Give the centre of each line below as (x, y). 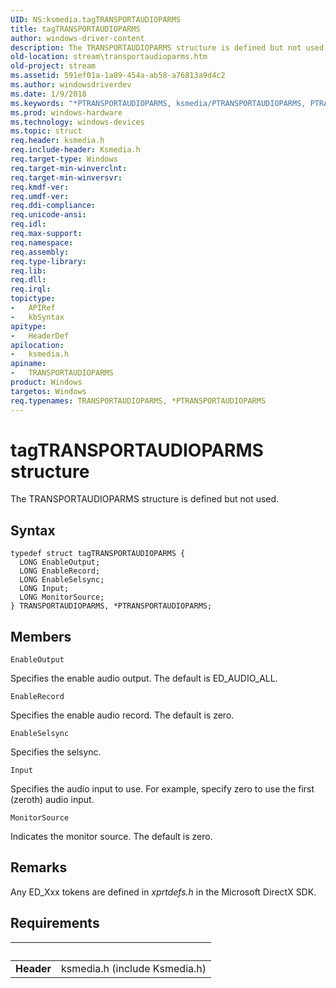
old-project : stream (53, 66)
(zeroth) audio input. (52, 800)
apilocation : (37, 345)
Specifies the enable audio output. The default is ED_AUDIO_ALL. (144, 678)
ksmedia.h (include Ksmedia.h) (134, 968)
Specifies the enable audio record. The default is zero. (122, 715)
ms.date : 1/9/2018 (48, 94)
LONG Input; (44, 589)
